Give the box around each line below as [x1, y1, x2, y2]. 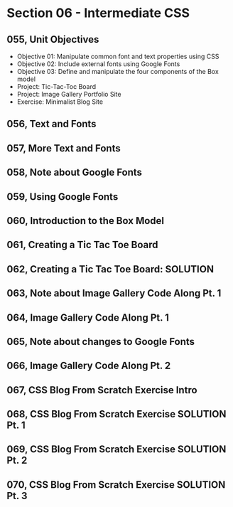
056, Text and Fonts [6, 118, 97, 130]
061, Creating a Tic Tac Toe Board [6, 239, 158, 251]
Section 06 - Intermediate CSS [6, 5, 190, 21]
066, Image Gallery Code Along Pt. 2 [6, 360, 171, 372]
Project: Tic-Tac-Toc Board [16, 82, 97, 90]
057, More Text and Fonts [6, 142, 121, 154]
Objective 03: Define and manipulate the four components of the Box [16, 68, 220, 75]
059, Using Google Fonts [6, 191, 119, 203]
